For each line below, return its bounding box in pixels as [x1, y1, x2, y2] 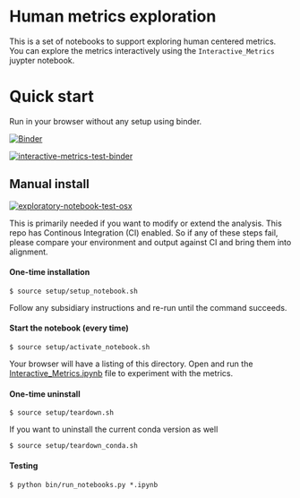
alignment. [9, 246, 48, 257]
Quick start [9, 87, 94, 107]
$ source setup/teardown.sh [9, 408, 115, 417]
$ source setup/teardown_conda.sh [9, 442, 139, 451]
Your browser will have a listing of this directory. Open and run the [9, 358, 253, 369]
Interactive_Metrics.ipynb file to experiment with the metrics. [9, 368, 234, 379]
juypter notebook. [9, 55, 75, 65]
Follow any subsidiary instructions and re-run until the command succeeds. [9, 302, 287, 313]
